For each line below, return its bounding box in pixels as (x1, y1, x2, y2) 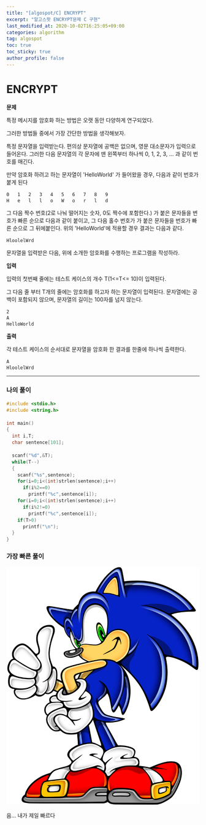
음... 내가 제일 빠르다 (6, 812, 55, 819)
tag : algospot (6, 36, 43, 42)
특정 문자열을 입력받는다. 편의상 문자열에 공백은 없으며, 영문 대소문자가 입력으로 (6, 142, 196, 150)
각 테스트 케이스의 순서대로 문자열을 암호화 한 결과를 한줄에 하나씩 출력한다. (6, 345, 186, 352)
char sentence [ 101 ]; (12, 439, 64, 446)
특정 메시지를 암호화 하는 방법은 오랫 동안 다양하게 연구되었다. (6, 116, 154, 124)
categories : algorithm (6, 29, 64, 36)
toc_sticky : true (6, 49, 51, 55)
